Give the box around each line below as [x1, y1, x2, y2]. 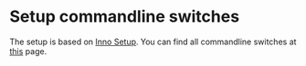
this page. [9, 45, 47, 56]
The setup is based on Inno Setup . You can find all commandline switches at [9, 36, 297, 47]
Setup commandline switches [9, 6, 240, 27]
